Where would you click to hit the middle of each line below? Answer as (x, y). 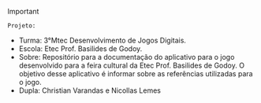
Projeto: (22, 26)
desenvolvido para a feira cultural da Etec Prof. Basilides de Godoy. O (132, 65)
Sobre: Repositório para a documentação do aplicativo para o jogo (127, 57)
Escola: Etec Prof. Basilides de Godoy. (80, 49)
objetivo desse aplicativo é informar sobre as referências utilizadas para (136, 74)
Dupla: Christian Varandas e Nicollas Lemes (89, 90)
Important (23, 11)
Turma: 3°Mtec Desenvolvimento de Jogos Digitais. (103, 40)
